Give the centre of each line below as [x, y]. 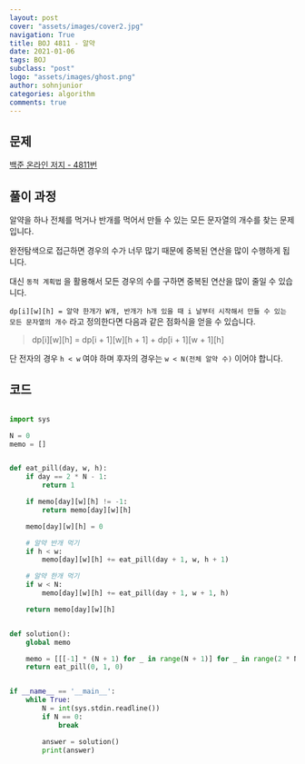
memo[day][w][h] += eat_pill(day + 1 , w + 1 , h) [136, 593]
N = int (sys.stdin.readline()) [101, 709]
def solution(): [40, 634]
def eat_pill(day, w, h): [58, 469]
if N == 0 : [63, 717]
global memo [48, 642]
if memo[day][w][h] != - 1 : [77, 502]
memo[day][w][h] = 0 [64, 526]
